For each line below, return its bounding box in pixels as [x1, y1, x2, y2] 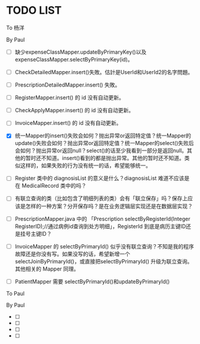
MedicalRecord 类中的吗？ [21, 182, 87, 189]
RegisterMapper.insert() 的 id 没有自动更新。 [14, 94, 124, 102]
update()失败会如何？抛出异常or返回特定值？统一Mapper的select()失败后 [14, 140, 194, 147]
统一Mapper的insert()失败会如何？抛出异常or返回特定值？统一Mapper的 [14, 132, 192, 139]
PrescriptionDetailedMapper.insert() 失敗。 [14, 81, 121, 88]
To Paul [6, 290, 25, 297]
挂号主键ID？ [20, 230, 52, 237]
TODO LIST [6, 4, 62, 17]
